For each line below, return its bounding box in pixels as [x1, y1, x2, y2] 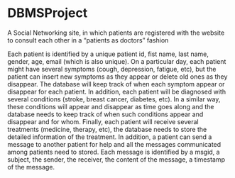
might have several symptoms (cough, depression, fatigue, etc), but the [7, 65, 217, 73]
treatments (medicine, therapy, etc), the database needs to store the [7, 125, 207, 133]
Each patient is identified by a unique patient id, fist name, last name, [7, 50, 209, 58]
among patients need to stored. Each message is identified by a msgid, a [7, 148, 220, 156]
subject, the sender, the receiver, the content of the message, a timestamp [7, 155, 226, 164]
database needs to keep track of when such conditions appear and [7, 110, 204, 118]
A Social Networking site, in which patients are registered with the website [7, 28, 225, 37]
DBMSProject [7, 5, 88, 21]
